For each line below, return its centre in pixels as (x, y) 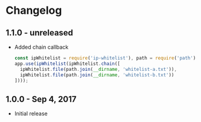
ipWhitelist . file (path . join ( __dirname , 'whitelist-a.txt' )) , (99, 69)
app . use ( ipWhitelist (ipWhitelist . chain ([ (67, 64)
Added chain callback (41, 47)
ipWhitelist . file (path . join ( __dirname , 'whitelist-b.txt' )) (97, 75)
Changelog (34, 11)
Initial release (31, 114)
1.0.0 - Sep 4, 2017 (41, 99)
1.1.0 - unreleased (40, 33)
